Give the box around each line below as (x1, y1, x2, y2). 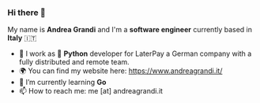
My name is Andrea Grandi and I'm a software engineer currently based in (7, 25, 253, 35)
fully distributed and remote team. (18, 57, 130, 67)
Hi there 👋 (7, 7, 47, 18)
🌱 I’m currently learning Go (18, 78, 107, 87)
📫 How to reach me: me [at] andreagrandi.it (18, 86, 164, 96)
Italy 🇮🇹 (7, 33, 37, 42)
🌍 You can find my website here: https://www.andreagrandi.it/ (18, 66, 223, 75)
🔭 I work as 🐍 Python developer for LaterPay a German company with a (18, 49, 252, 58)
